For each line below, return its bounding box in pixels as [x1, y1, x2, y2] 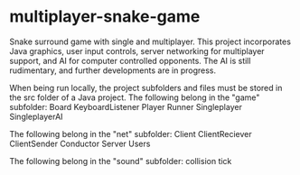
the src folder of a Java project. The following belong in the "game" [9, 92, 260, 103]
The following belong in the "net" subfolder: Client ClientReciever [9, 128, 253, 139]
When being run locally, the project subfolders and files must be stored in [9, 82, 283, 93]
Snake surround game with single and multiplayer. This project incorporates [9, 36, 292, 47]
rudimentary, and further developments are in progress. [9, 65, 217, 76]
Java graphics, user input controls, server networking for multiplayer [9, 45, 265, 56]
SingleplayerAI [9, 111, 63, 122]
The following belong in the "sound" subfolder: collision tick [9, 155, 232, 166]
